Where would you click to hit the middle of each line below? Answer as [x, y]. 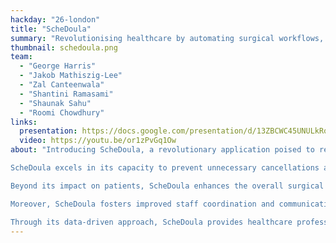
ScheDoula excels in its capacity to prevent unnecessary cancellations [165, 168]
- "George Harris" [58, 66]
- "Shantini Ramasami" [66, 94]
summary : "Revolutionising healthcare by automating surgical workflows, [167, 38]
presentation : [48, 131]
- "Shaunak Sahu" [55, 103]
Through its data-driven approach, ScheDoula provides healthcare [151, 222]
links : [24, 122]
